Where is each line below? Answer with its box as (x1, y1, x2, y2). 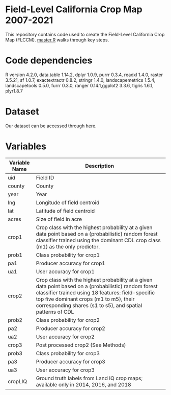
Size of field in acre (36, 216, 82, 223)
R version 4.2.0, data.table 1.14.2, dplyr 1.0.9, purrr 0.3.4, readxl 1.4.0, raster (5, 72, 163, 78)
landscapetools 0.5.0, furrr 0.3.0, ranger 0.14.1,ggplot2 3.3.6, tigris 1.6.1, (5, 82, 154, 88)
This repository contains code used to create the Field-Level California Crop (5, 31, 165, 37)
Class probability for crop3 (36, 350, 100, 357)
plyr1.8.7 (5, 88, 23, 94)
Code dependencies (5, 55, 93, 66)
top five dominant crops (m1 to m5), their (36, 295, 135, 303)
